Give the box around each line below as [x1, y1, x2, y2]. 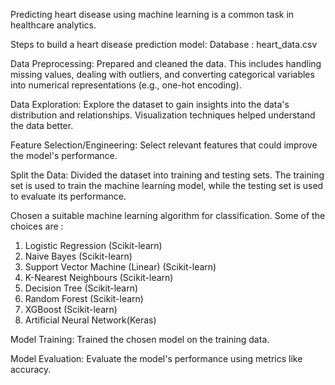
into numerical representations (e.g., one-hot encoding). [10, 79, 242, 91]
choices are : [10, 220, 64, 232]
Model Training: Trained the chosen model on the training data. [10, 334, 270, 345]
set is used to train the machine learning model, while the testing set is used [10, 180, 324, 191]
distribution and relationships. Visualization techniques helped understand [10, 109, 316, 121]
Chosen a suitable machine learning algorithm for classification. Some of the [10, 210, 326, 221]
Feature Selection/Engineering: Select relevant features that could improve [10, 139, 318, 151]
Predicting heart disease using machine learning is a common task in [10, 9, 295, 20]
